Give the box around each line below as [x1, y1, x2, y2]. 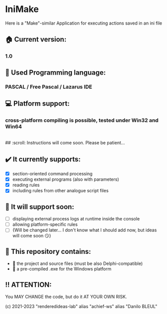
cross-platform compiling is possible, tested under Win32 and [5, 117, 159, 124]
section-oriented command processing [12, 171, 93, 177]
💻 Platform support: [5, 99, 70, 108]
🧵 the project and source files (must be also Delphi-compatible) [12, 260, 143, 266]
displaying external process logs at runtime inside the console [12, 216, 140, 222]
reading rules [12, 182, 40, 188]
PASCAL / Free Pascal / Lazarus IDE [5, 83, 92, 90]
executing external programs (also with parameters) [12, 176, 120, 182]
